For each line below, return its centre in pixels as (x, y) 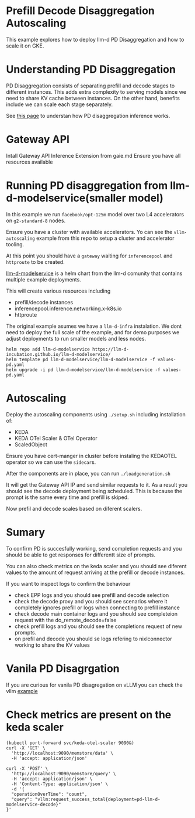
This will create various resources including (58, 291)
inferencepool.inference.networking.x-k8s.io (68, 308)
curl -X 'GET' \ (26, 748)
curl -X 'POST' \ (27, 768)
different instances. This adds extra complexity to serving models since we (96, 91)
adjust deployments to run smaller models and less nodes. (76, 338)
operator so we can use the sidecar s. (51, 462)
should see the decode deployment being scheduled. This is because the (94, 491)
